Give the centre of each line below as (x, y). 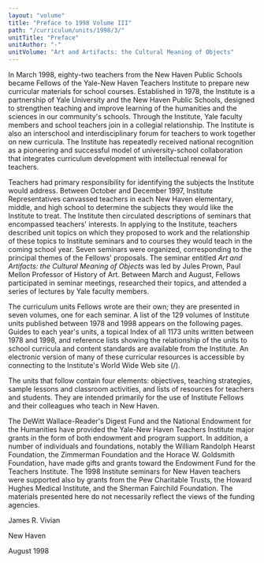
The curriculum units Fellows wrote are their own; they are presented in (124, 306)
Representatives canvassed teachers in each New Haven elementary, (121, 199)
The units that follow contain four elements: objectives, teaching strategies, (130, 381)
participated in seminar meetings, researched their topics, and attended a (127, 283)
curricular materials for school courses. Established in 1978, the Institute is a (132, 91)
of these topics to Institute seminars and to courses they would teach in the (130, 241)
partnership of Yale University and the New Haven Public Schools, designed (131, 100)
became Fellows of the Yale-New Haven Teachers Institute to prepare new (129, 83)
